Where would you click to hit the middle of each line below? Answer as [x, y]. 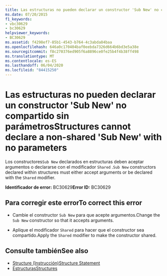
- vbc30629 [16, 24]
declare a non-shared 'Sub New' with [83, 137]
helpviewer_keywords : [28, 33]
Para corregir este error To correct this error [74, 203]
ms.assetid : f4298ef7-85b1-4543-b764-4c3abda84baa [59, 42]
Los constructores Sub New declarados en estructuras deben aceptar [75, 161]
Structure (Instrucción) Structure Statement [56, 263]
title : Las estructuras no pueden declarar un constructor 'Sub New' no [82, 10]
